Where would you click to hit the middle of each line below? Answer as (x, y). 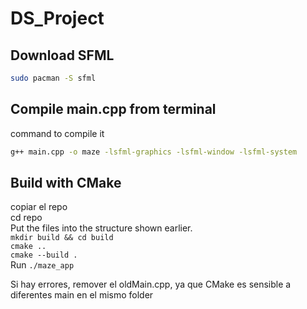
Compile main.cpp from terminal (113, 109)
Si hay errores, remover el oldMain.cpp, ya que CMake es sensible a (151, 284)
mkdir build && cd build (62, 238)
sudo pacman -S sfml (53, 78)
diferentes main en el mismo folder (82, 295)
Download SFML (62, 55)
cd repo (26, 218)
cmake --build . (44, 255)
